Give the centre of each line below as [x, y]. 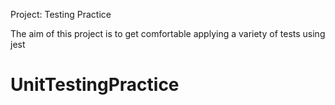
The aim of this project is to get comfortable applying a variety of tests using [168, 33]
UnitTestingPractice [95, 85]
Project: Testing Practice [61, 14]
